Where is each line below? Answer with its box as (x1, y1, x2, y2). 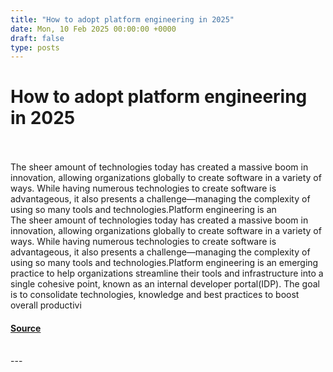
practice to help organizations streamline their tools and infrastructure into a (10, 267, 324, 280)
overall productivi (10, 299, 82, 311)
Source (10, 322, 42, 334)
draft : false (10, 33, 65, 43)
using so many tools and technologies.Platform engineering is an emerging (10, 257, 319, 269)
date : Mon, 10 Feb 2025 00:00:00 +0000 (10, 24, 177, 34)
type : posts (10, 42, 60, 53)
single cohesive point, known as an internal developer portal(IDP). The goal (10, 278, 320, 290)
